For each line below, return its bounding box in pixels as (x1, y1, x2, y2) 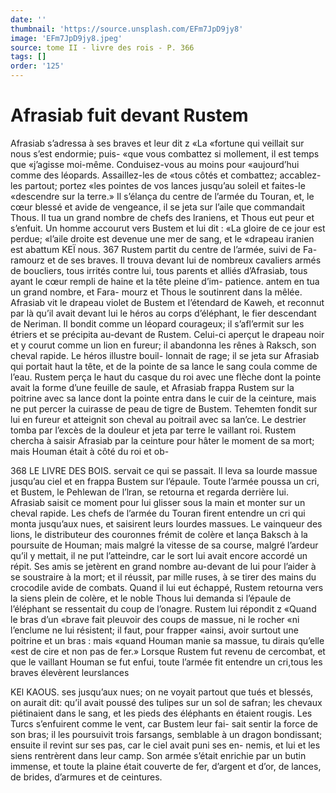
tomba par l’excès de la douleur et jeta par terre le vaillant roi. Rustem (10, 424, 297, 436)
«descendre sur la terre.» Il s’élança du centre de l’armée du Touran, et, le (10, 190, 315, 202)
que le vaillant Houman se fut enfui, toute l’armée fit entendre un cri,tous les (10, 656, 323, 668)
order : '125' (10, 61, 65, 71)
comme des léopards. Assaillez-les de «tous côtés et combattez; (10, 169, 278, 181)
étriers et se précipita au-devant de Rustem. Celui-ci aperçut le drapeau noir (10, 328, 325, 340)
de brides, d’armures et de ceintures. (10, 771, 163, 783)
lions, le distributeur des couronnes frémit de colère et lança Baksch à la (10, 528, 308, 540)
